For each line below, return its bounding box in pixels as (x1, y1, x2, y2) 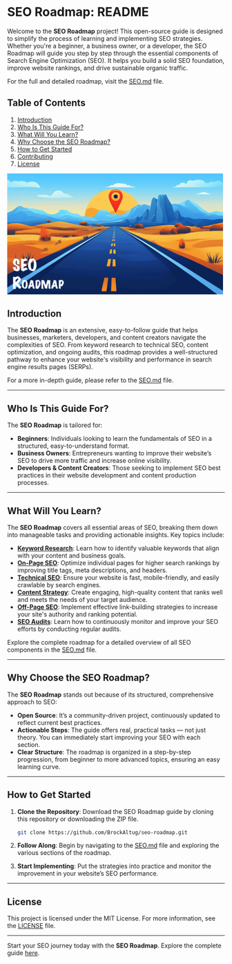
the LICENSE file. (7, 922, 56, 930)
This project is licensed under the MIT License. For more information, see (7, 914, 216, 923)
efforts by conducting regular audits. (17, 625, 122, 633)
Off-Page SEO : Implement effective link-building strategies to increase (17, 603, 218, 611)
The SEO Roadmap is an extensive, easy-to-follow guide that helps (7, 326, 198, 334)
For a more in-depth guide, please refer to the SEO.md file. (7, 376, 174, 384)
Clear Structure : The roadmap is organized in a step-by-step (17, 748, 191, 756)
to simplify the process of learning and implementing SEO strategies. (7, 34, 203, 42)
